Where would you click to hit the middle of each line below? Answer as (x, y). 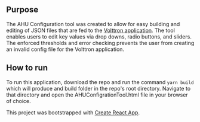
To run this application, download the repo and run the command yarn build (100, 82)
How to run (27, 68)
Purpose (22, 10)
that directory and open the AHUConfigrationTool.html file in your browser (97, 95)
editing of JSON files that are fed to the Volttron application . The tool (90, 30)
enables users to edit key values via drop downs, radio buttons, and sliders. (99, 36)
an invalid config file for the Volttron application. (65, 49)
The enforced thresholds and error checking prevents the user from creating (100, 43)
